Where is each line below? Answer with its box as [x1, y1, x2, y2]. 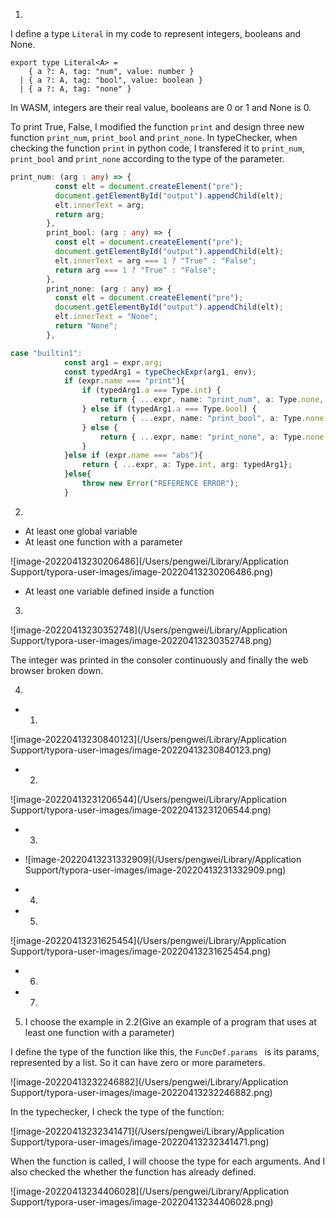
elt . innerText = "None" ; [54, 312, 159, 322]
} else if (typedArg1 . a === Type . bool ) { [81, 404, 257, 414]
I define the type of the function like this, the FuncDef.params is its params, [10, 1045, 320, 1058]
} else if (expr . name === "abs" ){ [63, 450, 203, 461]
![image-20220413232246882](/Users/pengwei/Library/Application [10, 1075, 289, 1088]
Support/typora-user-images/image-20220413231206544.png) [10, 804, 272, 816]
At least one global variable [24, 525, 138, 537]
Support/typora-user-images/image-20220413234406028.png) [10, 1195, 274, 1208]
